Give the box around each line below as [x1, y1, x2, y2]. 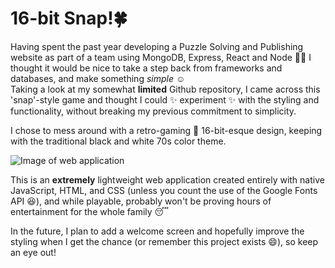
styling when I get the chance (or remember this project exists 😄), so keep [10, 235, 319, 247]
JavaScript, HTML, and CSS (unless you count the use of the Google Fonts [10, 184, 318, 196]
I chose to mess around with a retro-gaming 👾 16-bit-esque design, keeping [10, 124, 323, 136]
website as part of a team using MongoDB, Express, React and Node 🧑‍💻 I [10, 51, 312, 63]
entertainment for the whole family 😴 [10, 205, 170, 217]
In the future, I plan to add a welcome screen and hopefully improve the [10, 225, 305, 237]
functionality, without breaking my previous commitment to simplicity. [10, 105, 297, 117]
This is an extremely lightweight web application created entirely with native [10, 173, 325, 186]
